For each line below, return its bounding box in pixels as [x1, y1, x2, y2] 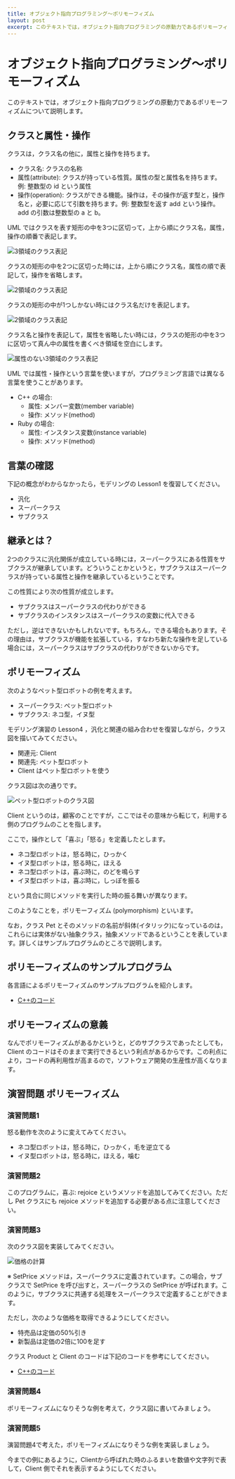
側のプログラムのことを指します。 [7, 820, 105, 828]
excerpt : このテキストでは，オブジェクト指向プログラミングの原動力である [7, 23, 198, 30]
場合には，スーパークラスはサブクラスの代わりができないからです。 [7, 643, 203, 652]
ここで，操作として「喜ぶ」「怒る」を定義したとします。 [7, 834, 170, 843]
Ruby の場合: [17, 419, 55, 428]
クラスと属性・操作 [7, 129, 90, 141]
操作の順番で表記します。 [7, 232, 81, 241]
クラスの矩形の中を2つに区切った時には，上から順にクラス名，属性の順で [7, 262, 220, 271]
